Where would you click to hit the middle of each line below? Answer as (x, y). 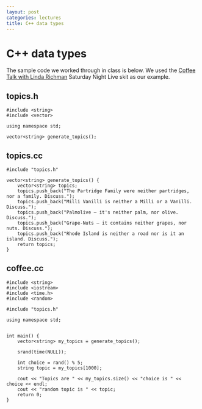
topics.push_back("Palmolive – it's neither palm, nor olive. (98, 212)
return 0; (30, 394)
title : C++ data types (35, 23)
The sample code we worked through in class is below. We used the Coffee (101, 70)
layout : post (23, 12)
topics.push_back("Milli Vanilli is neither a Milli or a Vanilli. (105, 201)
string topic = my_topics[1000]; (60, 368)
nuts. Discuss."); (30, 228)
